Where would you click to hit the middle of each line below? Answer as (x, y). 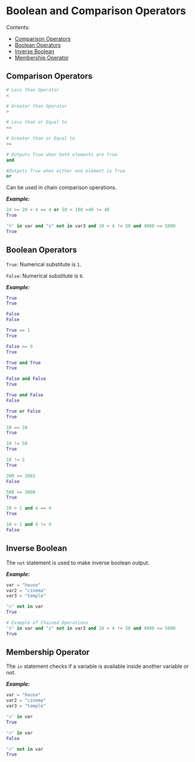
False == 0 (19, 346)
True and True (24, 363)
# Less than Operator (33, 90)
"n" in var (19, 733)
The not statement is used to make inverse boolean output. (78, 563)
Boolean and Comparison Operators (96, 11)
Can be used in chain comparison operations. (61, 188)
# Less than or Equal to (37, 122)
